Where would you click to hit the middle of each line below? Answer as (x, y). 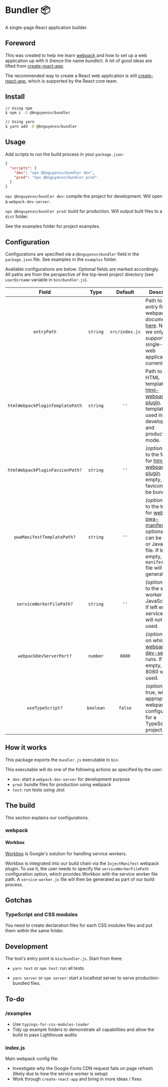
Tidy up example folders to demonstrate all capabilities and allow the (83, 1029)
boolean (96, 708)
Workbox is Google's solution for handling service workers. (66, 853)
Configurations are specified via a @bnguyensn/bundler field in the (72, 254)
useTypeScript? (45, 708)
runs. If (154, 659)
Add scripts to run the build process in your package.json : (64, 154)
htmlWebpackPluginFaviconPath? (45, 470)
